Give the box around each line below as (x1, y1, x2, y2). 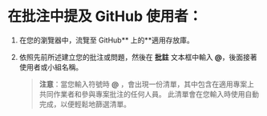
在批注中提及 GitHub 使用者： (7, 7, 203, 26)
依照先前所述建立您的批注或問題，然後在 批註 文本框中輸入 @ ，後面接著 (18, 52, 257, 62)
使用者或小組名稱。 (18, 62, 83, 72)
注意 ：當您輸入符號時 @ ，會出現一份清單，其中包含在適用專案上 (38, 79, 254, 89)
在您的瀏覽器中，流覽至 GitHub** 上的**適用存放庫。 (18, 35, 194, 45)
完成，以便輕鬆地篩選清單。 (38, 99, 131, 109)
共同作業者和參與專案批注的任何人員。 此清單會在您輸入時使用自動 (38, 89, 260, 98)
